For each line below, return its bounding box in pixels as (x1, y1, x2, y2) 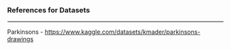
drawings (7, 35, 34, 43)
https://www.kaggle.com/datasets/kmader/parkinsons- (44, 28, 201, 36)
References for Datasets (7, 5, 91, 15)
